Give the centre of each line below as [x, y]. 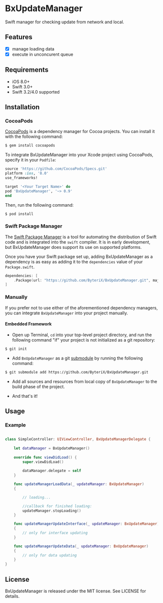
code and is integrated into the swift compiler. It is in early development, [78, 242]
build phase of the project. [38, 387]
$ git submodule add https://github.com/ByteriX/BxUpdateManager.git [77, 372]
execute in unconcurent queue [43, 54]
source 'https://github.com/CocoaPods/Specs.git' [56, 169]
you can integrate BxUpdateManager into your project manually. [66, 313]
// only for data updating [50, 555]
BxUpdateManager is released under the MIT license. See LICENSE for [76, 591]
